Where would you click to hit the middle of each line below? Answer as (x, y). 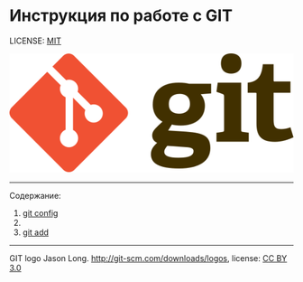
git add (36, 232)
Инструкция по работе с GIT (121, 16)
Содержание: (35, 196)
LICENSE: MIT (35, 41)
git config (40, 213)
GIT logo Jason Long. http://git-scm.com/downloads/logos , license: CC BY (148, 258)
